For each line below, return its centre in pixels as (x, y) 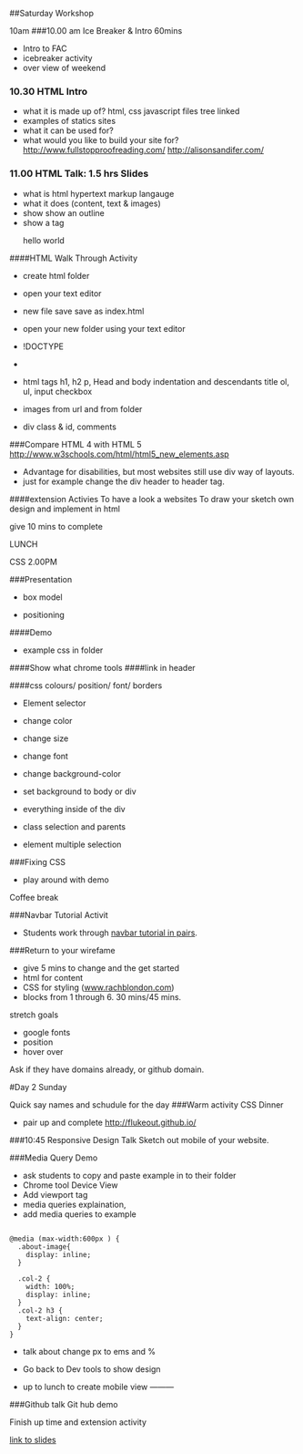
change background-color (71, 773)
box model (42, 597)
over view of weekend (64, 68)
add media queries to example (79, 1214)
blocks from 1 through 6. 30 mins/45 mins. (102, 996)
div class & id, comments (69, 427)
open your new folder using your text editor (104, 328)
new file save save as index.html (83, 311)
